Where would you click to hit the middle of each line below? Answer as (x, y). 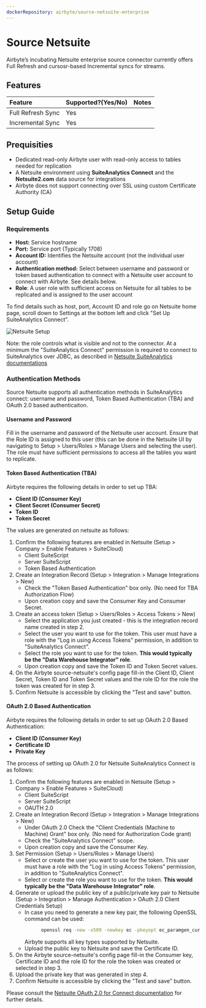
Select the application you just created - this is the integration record (111, 620)
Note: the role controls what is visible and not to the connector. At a (91, 343)
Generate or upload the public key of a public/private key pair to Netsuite (107, 893)
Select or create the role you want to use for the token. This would (109, 880)
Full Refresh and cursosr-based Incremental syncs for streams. (86, 66)
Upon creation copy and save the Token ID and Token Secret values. (111, 666)
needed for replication (43, 166)
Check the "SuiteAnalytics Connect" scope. (79, 840)
